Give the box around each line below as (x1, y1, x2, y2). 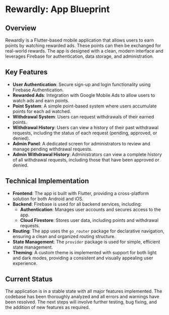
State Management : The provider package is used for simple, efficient (12, 239, 160, 245)
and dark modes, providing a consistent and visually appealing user (12, 255, 153, 261)
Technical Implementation (5, 177, 89, 185)
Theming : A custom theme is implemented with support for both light (12, 249, 157, 255)
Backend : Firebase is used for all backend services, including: (12, 201, 142, 207)
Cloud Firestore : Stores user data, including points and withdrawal (20, 217, 159, 223)
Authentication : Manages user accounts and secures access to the (20, 206, 161, 212)
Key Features (5, 68, 48, 76)
